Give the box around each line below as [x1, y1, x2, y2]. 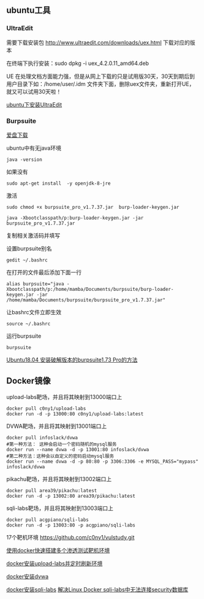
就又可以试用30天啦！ [6, 88, 62, 95]
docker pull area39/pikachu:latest [6, 487, 97, 493]
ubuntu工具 [6, 5, 51, 16]
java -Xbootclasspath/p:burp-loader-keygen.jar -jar [6, 215, 144, 221]
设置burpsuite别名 [6, 244, 52, 252]
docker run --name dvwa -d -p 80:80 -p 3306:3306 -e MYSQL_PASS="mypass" [6, 458, 199, 465]
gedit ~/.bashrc [6, 257, 48, 263]
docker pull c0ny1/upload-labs [6, 405, 86, 412]
